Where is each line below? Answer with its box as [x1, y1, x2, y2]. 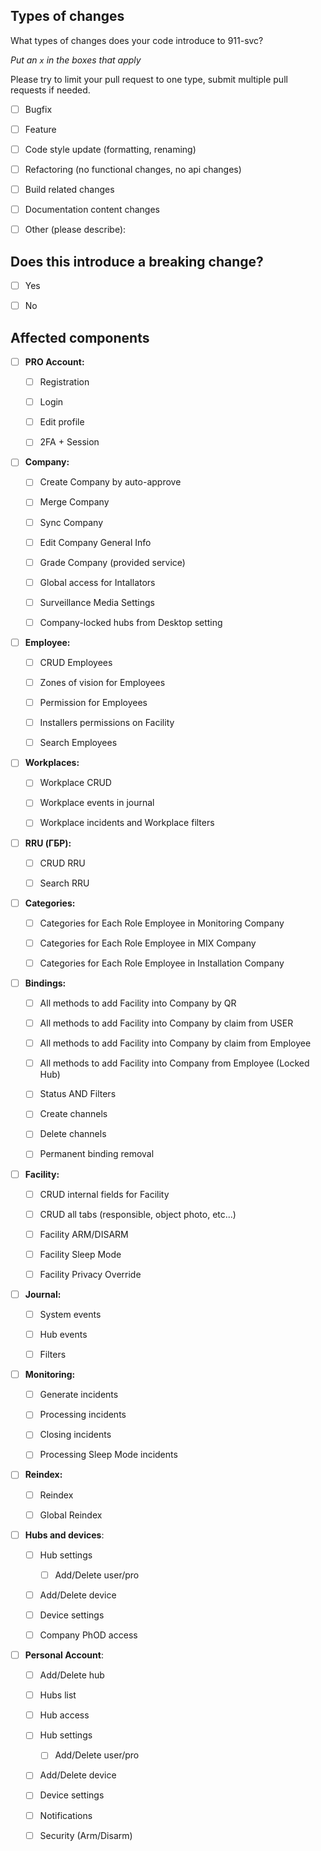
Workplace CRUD [39, 777, 112, 789]
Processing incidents [39, 1409, 127, 1421]
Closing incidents [39, 1429, 112, 1441]
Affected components [10, 329, 150, 346]
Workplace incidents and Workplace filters [39, 817, 215, 829]
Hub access [39, 1709, 90, 1721]
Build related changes [24, 184, 115, 196]
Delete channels [39, 1128, 107, 1140]
